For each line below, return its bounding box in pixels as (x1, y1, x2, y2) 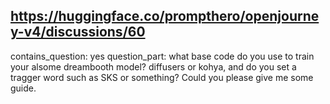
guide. (10, 82, 37, 94)
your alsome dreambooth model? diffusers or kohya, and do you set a (10, 60, 297, 73)
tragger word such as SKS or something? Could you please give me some (10, 71, 314, 83)
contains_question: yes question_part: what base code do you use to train (10, 50, 315, 62)
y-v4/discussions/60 (10, 24, 146, 41)
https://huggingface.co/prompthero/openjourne (10, 8, 320, 25)
